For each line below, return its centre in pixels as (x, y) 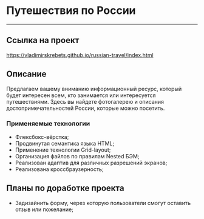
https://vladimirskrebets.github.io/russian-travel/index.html (80, 55)
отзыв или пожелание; (44, 209)
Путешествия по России (71, 11)
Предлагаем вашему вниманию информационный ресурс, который (94, 89)
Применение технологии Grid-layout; (63, 150)
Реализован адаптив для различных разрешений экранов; (91, 163)
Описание (26, 74)
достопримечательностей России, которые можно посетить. (86, 108)
